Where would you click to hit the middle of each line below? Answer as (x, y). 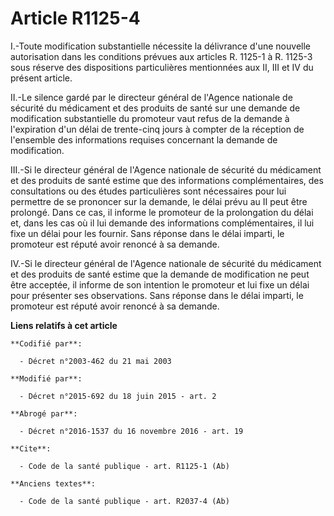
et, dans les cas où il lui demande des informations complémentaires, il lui (162, 223)
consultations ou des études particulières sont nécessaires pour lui (148, 191)
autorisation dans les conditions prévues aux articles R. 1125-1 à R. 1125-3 (161, 56)
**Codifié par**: (46, 343)
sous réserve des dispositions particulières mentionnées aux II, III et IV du (162, 67)
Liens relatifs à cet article (64, 325)
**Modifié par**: (46, 378)
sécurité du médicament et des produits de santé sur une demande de (155, 108)
